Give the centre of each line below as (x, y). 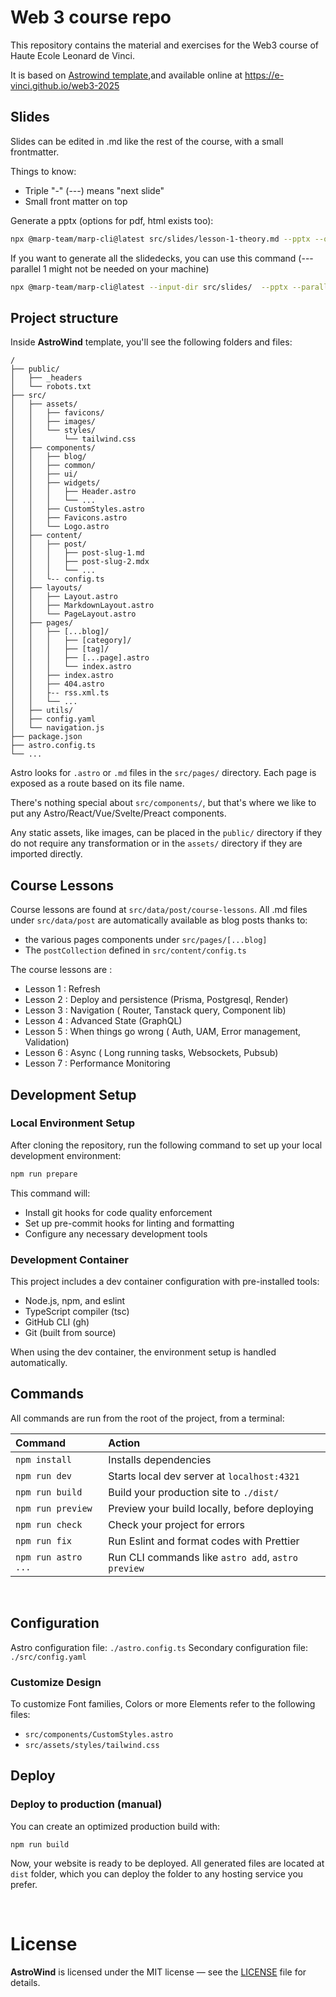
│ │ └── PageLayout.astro (73, 614)
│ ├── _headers (46, 378)
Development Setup (73, 1094)
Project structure (64, 317)
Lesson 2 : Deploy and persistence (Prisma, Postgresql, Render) (156, 1000)
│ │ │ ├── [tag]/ (60, 649)
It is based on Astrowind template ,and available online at (126, 75)
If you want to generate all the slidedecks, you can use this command (153, 258)
